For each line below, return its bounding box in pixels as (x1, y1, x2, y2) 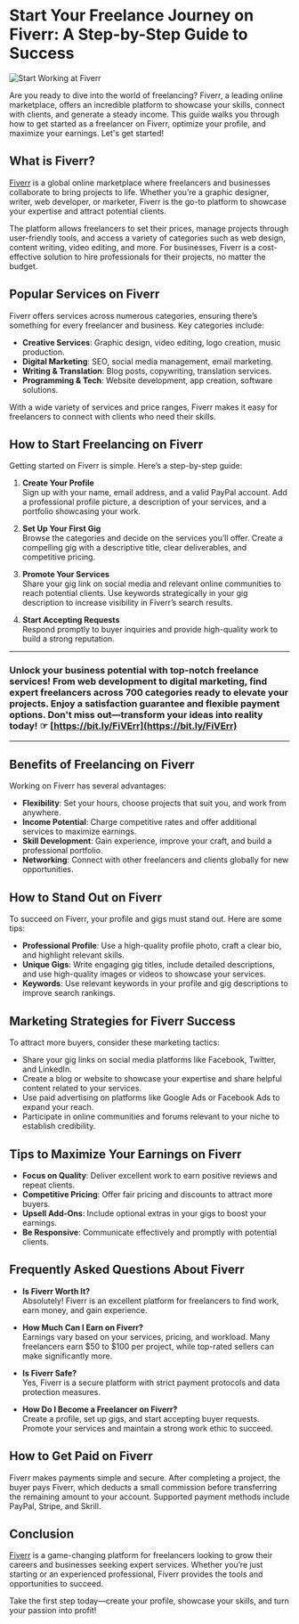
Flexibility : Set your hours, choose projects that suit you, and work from (21, 798, 287, 809)
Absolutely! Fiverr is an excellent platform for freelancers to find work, (21, 1295, 279, 1306)
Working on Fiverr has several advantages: (9, 780, 166, 791)
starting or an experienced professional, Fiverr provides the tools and (9, 1569, 263, 1579)
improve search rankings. (21, 988, 116, 999)
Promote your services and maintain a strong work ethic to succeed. (21, 1423, 273, 1433)
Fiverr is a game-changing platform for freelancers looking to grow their (9, 1550, 273, 1561)
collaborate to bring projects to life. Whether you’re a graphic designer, (9, 186, 270, 197)
